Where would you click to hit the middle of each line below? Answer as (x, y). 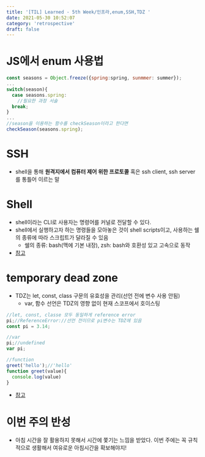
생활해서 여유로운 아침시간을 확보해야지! (79, 448)
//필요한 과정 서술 (38, 101)
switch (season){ (27, 89)
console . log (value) (37, 377)
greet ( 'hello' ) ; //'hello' (39, 365)
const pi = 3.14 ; (28, 326)
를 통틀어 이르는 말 (37, 179)
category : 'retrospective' (41, 23)
